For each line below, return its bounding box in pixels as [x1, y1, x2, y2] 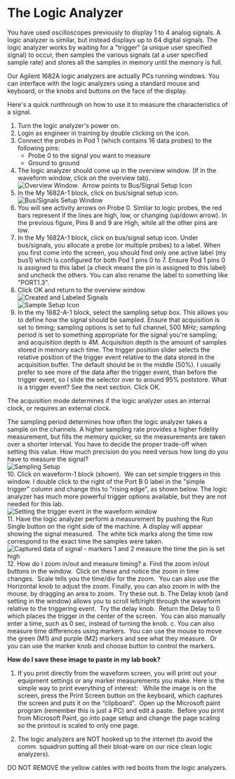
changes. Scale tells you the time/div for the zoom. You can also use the [7, 574, 220, 583]
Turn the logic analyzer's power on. [17, 121, 121, 129]
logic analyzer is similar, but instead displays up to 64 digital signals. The [7, 35, 218, 44]
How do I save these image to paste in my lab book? [7, 655, 161, 664]
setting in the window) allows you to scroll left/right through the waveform [7, 596, 221, 605]
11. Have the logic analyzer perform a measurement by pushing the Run [7, 515, 213, 523]
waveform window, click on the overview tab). [17, 174, 151, 182]
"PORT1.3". [17, 278, 50, 286]
